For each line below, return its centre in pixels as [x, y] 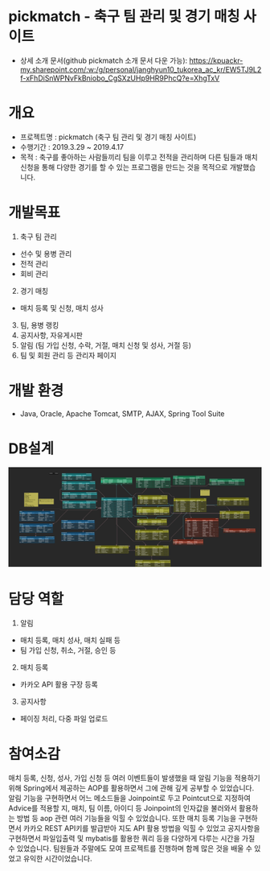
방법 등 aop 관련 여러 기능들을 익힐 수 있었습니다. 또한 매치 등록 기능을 [127, 818]
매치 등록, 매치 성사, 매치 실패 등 [70, 640]
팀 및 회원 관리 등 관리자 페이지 [68, 355]
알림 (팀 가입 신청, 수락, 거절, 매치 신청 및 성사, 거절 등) [105, 345]
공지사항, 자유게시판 [51, 335]
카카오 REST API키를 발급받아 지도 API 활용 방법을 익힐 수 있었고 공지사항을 [141, 828]
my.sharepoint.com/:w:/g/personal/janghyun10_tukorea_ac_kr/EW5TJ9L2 [141, 69]
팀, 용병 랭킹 [39, 325]
